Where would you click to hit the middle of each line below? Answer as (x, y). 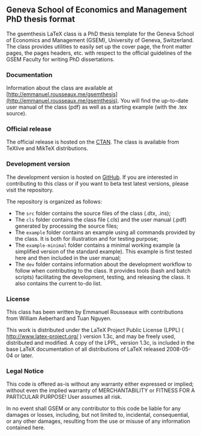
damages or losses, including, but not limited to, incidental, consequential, (98, 415)
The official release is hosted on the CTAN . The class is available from (93, 142)
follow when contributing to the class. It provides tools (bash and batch (103, 270)
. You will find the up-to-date (153, 101)
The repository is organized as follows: (54, 201)
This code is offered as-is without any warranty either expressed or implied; (100, 384)
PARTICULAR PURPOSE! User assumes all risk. (64, 397)
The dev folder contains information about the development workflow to (103, 264)
